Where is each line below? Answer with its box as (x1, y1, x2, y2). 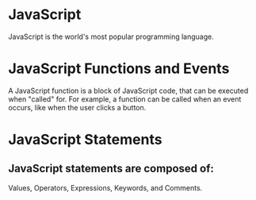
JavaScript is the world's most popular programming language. (8, 32, 214, 41)
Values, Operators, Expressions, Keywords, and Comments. (8, 183, 203, 192)
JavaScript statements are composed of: (8, 162, 214, 175)
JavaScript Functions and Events (8, 60, 230, 78)
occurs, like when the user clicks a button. (8, 102, 147, 112)
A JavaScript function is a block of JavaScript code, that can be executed (8, 86, 249, 95)
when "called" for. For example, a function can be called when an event (8, 94, 242, 104)
